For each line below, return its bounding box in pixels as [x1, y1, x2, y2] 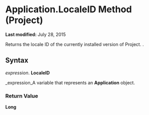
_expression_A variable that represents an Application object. [5, 79, 135, 85]
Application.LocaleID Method [5, 4, 132, 15]
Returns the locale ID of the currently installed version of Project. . [5, 41, 144, 47]
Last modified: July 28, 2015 [5, 31, 66, 37]
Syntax [5, 56, 29, 65]
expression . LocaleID [5, 70, 50, 76]
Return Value [5, 92, 38, 99]
